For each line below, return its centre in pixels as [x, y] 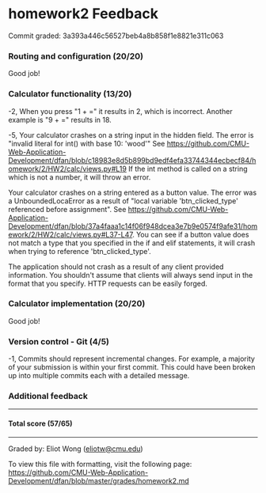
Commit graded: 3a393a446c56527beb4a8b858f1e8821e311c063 [116, 36]
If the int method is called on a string [188, 169]
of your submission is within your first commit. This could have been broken [132, 367]
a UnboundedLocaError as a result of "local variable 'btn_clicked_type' [123, 201]
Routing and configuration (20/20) [76, 56]
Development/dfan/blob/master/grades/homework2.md [99, 480]
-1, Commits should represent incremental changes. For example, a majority [132, 359]
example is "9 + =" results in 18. [60, 119]
